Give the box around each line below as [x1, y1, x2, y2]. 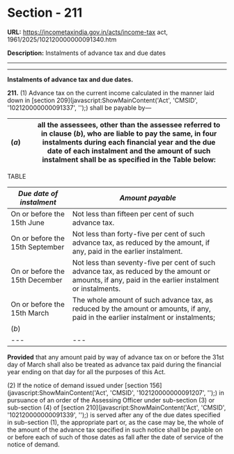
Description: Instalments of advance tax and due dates [7, 49, 166, 57]
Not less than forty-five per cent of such [72, 229, 205, 238]
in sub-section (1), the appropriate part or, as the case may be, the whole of [7, 418, 224, 426]
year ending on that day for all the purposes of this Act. [7, 367, 166, 376]
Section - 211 [7, 5, 83, 21]
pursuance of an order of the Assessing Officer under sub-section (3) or [7, 396, 215, 404]
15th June [10, 218, 45, 227]
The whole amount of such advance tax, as [72, 295, 214, 305]
